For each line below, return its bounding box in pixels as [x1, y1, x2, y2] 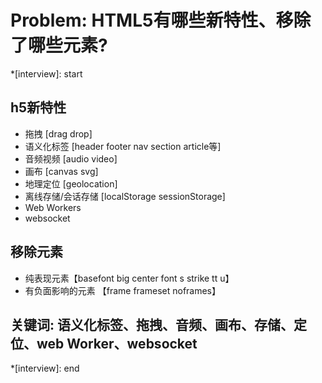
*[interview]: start [10, 67, 83, 80]
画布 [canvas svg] [24, 165, 99, 177]
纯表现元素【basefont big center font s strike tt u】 [24, 272, 235, 284]
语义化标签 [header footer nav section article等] [24, 140, 222, 152]
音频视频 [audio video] [24, 152, 118, 165]
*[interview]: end [10, 362, 80, 375]
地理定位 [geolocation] [24, 177, 118, 190]
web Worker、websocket [36, 335, 198, 352]
